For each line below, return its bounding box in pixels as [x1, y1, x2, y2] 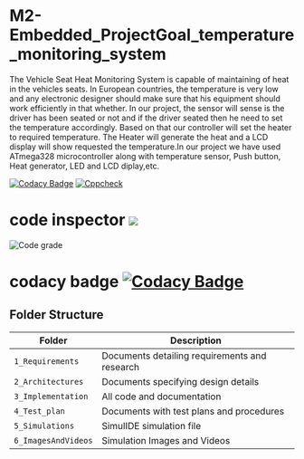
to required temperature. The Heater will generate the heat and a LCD [9, 131, 269, 142]
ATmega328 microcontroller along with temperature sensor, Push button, [9, 150, 281, 161]
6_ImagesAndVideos [14, 435, 93, 445]
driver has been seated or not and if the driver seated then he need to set [9, 112, 283, 123]
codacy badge [9, 272, 119, 292]
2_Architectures [14, 377, 84, 387]
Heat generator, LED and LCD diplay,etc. [9, 160, 160, 171]
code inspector [9, 210, 126, 231]
